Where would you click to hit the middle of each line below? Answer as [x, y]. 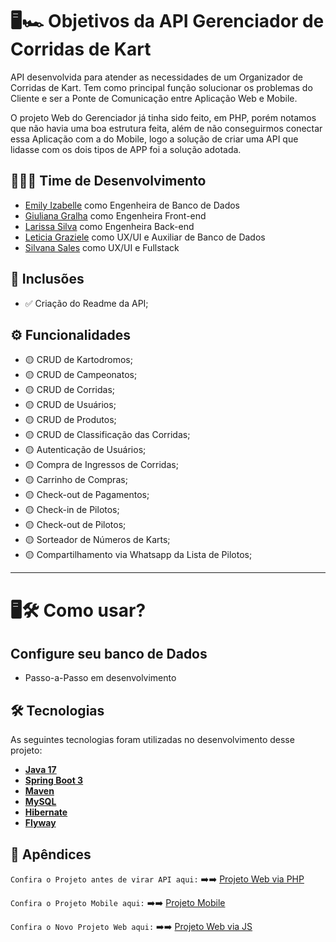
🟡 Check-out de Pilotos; [75, 525]
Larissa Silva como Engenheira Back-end [109, 226]
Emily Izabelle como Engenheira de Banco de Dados [132, 205]
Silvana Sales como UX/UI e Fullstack [102, 247]
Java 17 [40, 770]
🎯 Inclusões [47, 279]
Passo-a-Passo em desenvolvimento [100, 678]
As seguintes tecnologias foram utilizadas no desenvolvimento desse [152, 740]
